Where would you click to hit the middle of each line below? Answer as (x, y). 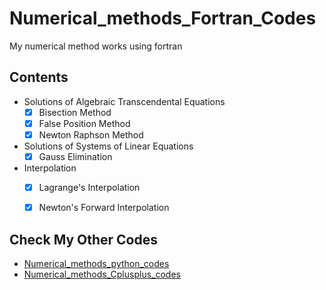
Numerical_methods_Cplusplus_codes (102, 274)
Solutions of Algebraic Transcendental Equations (124, 101)
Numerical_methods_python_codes (96, 263)
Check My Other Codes (83, 239)
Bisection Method (75, 112)
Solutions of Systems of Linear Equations (108, 146)
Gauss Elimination (75, 156)
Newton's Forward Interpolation (104, 208)
